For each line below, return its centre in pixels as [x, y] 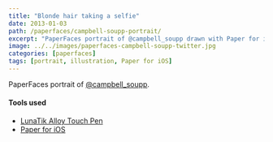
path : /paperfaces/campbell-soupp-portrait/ [85, 31]
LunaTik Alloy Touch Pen [61, 121]
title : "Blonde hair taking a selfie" [74, 16]
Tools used [28, 103]
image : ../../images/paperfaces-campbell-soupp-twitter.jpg [113, 46]
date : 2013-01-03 [38, 24]
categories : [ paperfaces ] [52, 54]
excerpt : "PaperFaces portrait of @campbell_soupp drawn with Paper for [134, 39]
